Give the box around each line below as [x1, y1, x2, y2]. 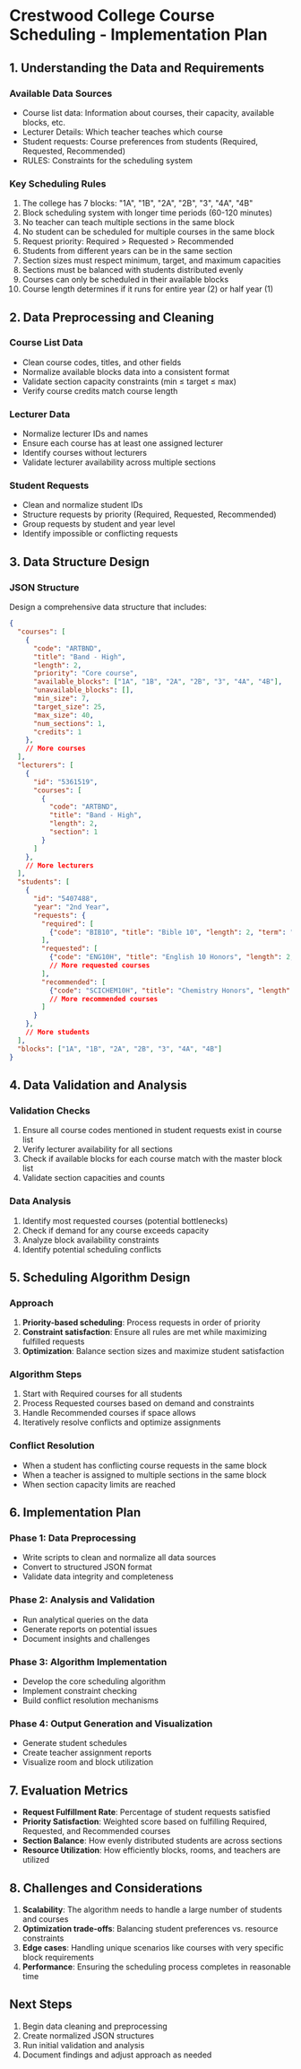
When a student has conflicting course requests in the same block [21, 1460, 267, 1471]
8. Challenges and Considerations [9, 1881, 203, 1896]
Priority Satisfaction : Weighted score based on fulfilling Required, [21, 1816, 267, 1827]
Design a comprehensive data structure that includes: [9, 602, 208, 613]
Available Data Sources [9, 87, 113, 100]
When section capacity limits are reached [21, 1479, 176, 1489]
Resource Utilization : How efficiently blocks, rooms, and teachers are [21, 1845, 280, 1855]
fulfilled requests [21, 1336, 85, 1347]
